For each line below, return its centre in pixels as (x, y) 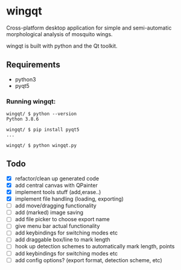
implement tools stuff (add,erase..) (58, 192)
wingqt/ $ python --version (42, 114)
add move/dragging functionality (56, 206)
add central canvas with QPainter (56, 185)
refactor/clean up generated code (57, 178)
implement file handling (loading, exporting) (69, 199)
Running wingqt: (31, 101)
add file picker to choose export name (62, 219)
